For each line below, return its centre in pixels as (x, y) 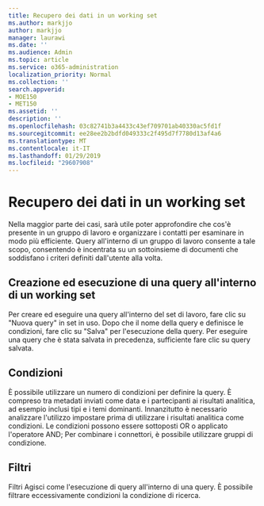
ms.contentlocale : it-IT (49, 148)
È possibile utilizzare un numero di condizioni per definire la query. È (120, 392)
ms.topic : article (38, 60)
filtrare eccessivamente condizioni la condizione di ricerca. (104, 495)
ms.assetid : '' (33, 112)
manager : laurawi (37, 38)
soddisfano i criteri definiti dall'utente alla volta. (86, 258)
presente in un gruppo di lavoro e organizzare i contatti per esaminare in (126, 233)
